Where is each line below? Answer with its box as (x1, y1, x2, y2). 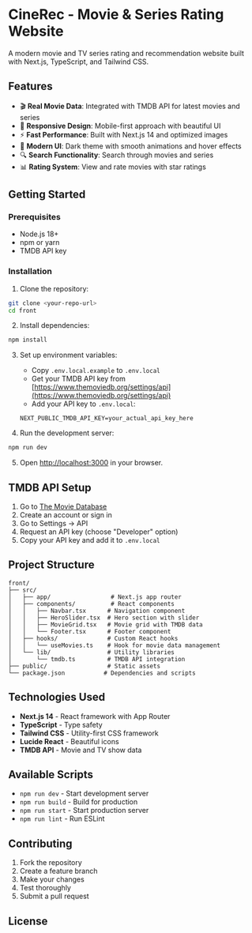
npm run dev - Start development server (19, 788, 149, 799)
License (8, 914, 48, 927)
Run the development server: (19, 428, 115, 438)
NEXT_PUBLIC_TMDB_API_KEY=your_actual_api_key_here (19, 415, 194, 423)
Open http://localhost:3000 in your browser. (19, 458, 164, 468)
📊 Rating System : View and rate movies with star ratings (19, 162, 207, 171)
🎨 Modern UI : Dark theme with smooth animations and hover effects (19, 141, 243, 151)
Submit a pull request (19, 891, 89, 901)
